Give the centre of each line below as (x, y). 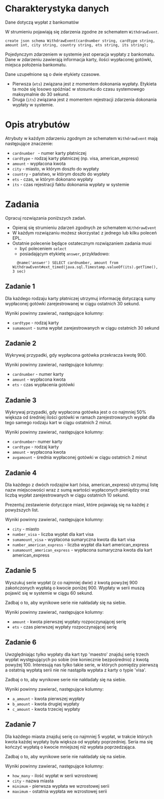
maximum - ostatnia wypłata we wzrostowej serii (60, 791)
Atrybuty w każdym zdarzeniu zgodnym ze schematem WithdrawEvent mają (81, 138)
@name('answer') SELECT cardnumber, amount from (68, 263)
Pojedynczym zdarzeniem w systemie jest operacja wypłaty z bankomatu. (80, 54)
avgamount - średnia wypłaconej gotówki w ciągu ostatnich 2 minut (79, 457)
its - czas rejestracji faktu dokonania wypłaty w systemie (71, 184)
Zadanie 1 (20, 286)
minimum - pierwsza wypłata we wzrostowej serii (61, 786)
